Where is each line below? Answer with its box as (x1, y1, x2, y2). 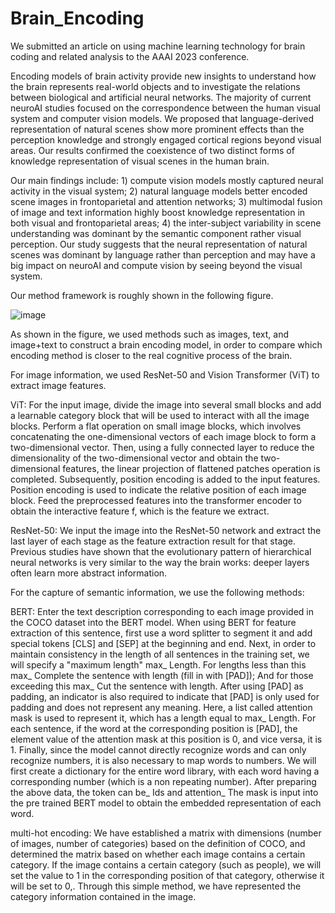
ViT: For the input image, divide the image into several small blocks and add (10, 398, 322, 411)
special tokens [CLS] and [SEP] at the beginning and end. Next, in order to (10, 637, 317, 649)
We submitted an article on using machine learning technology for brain (10, 40, 306, 52)
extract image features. (10, 379, 107, 391)
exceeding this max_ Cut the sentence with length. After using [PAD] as (10, 680, 304, 692)
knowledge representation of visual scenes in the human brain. (10, 155, 270, 167)
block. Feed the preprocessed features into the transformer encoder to (10, 494, 302, 506)
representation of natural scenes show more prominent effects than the (10, 123, 305, 135)
